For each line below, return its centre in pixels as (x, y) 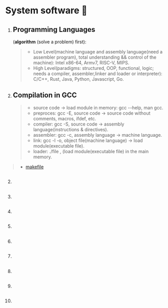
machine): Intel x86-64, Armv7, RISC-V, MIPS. (81, 63)
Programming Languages (54, 30)
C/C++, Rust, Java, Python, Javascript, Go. (78, 79)
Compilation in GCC (45, 95)
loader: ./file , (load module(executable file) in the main (91, 151)
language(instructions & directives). (71, 129)
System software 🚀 (46, 11)
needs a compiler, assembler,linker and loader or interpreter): (98, 74)
